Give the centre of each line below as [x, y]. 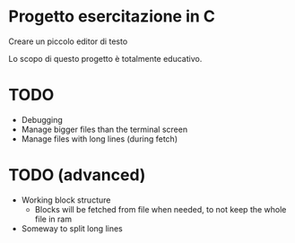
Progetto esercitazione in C [112, 17]
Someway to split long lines [72, 228]
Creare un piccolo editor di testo [68, 41]
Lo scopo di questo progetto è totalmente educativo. [105, 58]
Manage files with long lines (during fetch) [100, 139]
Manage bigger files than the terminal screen [104, 129]
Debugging [42, 119]
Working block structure [66, 200]
